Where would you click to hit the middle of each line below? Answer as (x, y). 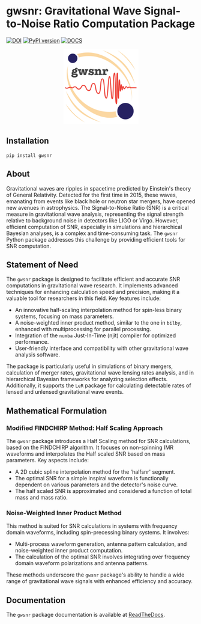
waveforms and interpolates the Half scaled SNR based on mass (86, 454)
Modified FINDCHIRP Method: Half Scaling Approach (85, 428)
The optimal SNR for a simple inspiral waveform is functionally (92, 479)
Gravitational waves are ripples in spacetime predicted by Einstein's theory (99, 188)
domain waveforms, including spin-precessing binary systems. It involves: (98, 533)
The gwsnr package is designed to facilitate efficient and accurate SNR (93, 279)
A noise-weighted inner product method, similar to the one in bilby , (98, 323)
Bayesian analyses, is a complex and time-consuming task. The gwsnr (92, 233)
